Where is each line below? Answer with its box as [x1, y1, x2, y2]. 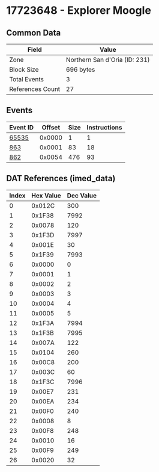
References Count [9, 85, 61, 93]
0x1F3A [31, 318, 55, 327]
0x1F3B [31, 329, 54, 337]
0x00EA [31, 397, 55, 405]
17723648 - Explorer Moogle [6, 4, 152, 17]
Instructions [86, 123, 122, 131]
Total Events [9, 75, 44, 83]
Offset [41, 123, 61, 131]
